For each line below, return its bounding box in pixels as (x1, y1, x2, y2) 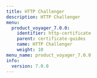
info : (6, 57, 20, 63)
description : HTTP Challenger (6, 14, 81, 20)
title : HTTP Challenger (6, 8, 65, 15)
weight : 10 (17, 47, 44, 53)
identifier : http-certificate (17, 30, 92, 36)
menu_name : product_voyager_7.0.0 (6, 52, 92, 58)
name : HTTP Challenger (17, 42, 73, 48)
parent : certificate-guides (17, 36, 86, 42)
